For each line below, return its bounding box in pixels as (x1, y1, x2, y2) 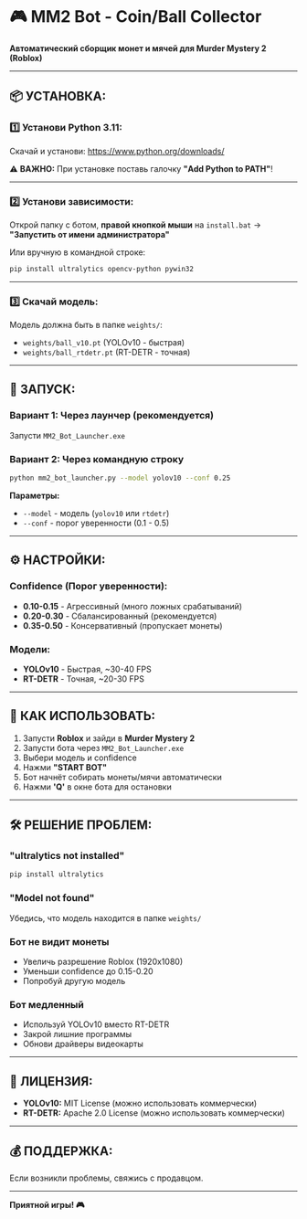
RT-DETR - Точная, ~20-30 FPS (22, 673, 144, 684)
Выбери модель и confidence (22, 752, 137, 763)
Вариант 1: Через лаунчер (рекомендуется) (9, 409, 215, 422)
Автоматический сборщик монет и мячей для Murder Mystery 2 (9, 42, 267, 54)
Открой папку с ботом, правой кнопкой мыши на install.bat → (9, 219, 262, 230)
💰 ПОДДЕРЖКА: (9, 1143, 113, 1160)
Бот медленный (9, 998, 85, 1011)
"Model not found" (9, 892, 95, 905)
